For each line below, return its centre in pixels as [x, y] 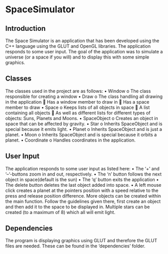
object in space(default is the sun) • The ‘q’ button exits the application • [82, 179]
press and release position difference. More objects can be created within [83, 196]
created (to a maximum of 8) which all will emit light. [60, 212]
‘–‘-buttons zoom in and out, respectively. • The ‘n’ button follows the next [83, 174]
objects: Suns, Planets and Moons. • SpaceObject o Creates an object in [82, 118]
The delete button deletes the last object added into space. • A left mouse [83, 185]
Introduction [26, 28]
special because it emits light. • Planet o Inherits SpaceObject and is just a [84, 129]
